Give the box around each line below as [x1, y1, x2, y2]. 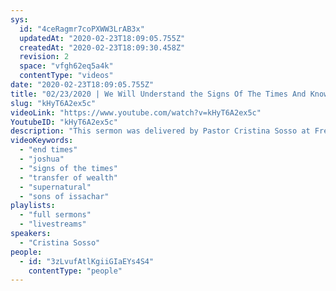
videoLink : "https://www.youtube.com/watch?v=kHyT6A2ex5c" [10, 107, 262, 118]
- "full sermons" [19, 210, 92, 220]
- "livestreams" [19, 219, 87, 230]
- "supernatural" [19, 182, 92, 192]
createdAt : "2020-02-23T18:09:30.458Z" [19, 42, 186, 53]
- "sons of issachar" [19, 191, 110, 201]
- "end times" [19, 145, 78, 155]
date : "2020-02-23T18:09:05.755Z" [10, 80, 155, 90]
